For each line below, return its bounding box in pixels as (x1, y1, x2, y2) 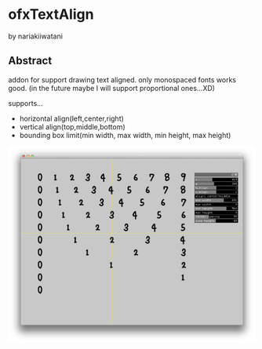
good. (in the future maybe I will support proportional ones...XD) (8, 83, 216, 93)
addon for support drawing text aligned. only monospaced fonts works (8, 75, 237, 84)
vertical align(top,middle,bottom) (19, 122, 126, 131)
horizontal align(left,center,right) (19, 114, 124, 123)
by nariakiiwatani (8, 31, 63, 41)
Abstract (8, 54, 53, 67)
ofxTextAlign (8, 5, 94, 24)
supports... (8, 98, 43, 107)
